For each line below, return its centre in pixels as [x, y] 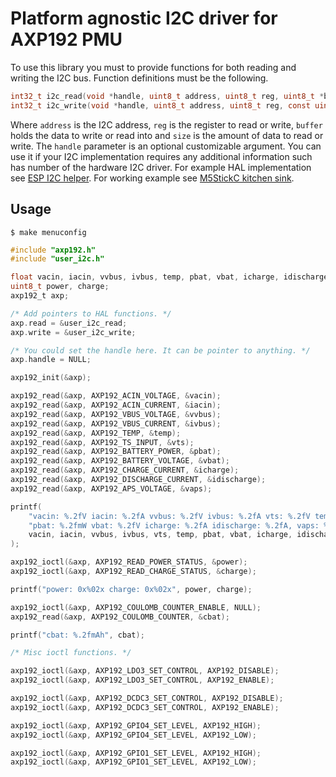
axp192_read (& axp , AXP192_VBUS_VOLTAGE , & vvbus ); [116, 414]
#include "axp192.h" [53, 250]
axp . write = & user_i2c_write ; [73, 332]
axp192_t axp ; [40, 296]
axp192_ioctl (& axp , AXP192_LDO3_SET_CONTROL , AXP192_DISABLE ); [145, 671]
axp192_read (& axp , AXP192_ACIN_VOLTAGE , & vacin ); [116, 396]
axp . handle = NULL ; [51, 360]
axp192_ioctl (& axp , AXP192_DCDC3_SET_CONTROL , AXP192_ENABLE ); [145, 707]
